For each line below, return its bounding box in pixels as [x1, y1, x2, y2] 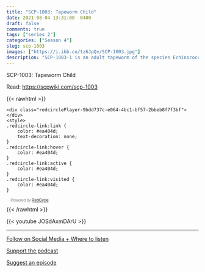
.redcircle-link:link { [6, 123, 67, 129]
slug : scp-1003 [6, 43, 45, 50]
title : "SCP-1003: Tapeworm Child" [6, 9, 97, 15]
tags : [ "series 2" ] [6, 32, 56, 38]
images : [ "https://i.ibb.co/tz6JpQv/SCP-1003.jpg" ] [6, 49, 140, 55]
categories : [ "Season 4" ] [6, 37, 72, 43]
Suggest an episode [6, 259, 57, 266]
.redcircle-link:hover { [6, 144, 70, 150]
